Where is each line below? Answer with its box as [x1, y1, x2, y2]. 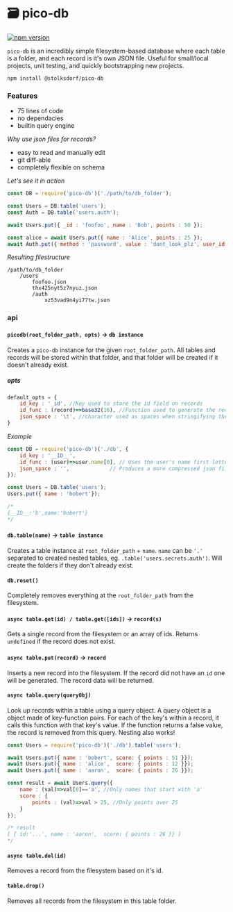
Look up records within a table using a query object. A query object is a [7, 706, 212, 714]
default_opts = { [7, 394, 58, 401]
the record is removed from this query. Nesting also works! [7, 728, 175, 736]
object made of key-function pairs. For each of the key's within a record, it [7, 713, 220, 722]
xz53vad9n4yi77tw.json [44, 297, 110, 304]
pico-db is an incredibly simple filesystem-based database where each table [7, 47, 225, 55]
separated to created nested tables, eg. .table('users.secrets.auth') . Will [7, 554, 223, 562]
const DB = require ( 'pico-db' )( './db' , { [7, 445, 129, 452]
